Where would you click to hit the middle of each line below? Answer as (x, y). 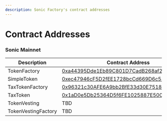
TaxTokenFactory (28, 87)
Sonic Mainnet (23, 50)
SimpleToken (23, 79)
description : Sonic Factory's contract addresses (58, 10)
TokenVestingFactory (32, 111)
